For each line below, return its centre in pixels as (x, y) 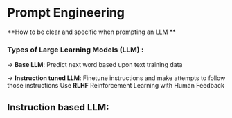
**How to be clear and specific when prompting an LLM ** (92, 32)
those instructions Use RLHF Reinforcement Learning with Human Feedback (116, 86)
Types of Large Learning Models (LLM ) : (75, 50)
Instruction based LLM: (58, 107)
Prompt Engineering (66, 13)
